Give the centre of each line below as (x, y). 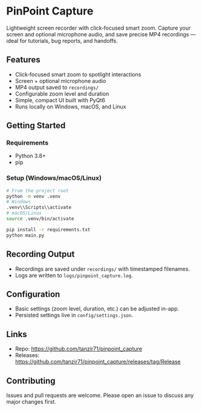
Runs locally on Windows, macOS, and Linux (70, 107)
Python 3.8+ (31, 156)
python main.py (25, 235)
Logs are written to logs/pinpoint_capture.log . (74, 275)
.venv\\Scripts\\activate (39, 208)
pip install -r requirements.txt (48, 229)
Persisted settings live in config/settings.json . (74, 315)
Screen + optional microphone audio (60, 81)
